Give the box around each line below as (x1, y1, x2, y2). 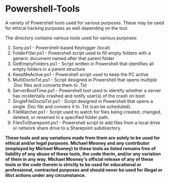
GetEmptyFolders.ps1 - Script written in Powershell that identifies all (12, 60, 154, 67)
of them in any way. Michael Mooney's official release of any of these (5, 156, 154, 162)
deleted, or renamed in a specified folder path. (12, 114, 109, 120)
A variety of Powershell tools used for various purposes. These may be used (5, 20, 164, 26)
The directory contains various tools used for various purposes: (5, 35, 138, 41)
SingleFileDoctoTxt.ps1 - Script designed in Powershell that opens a (12, 98, 153, 104)
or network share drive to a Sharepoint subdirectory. (12, 125, 122, 131)
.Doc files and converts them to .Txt (12, 82, 87, 88)
